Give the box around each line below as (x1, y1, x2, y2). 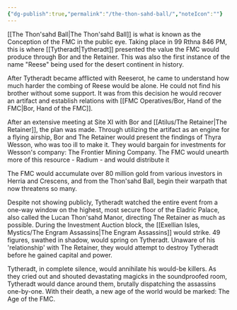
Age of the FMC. (7, 294, 55, 303)
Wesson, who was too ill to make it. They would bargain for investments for (7, 140, 226, 149)
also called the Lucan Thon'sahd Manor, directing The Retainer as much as (7, 213, 226, 221)
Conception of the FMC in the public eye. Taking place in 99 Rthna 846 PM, (7, 37, 228, 46)
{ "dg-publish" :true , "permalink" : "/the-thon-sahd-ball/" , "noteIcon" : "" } (7, 10, 223, 18)
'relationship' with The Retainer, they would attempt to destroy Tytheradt (7, 243, 219, 252)
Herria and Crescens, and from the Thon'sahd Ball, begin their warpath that (7, 177, 228, 185)
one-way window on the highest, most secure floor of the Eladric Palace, (7, 205, 220, 214)
